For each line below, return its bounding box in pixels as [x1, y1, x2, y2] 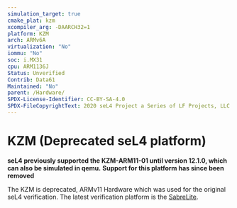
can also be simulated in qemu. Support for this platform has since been [7, 163, 225, 172]
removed [7, 171, 35, 180]
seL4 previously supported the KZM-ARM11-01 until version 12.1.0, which [7, 156, 227, 165]
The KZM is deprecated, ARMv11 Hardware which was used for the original [7, 185, 226, 193]
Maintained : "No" [7, 83, 59, 90]
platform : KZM [7, 30, 50, 37]
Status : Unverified [7, 69, 65, 76]
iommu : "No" [7, 50, 43, 57]
